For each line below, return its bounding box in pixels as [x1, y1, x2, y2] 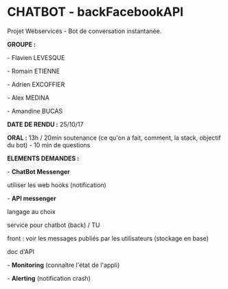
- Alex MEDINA [7, 94, 49, 102]
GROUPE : [7, 40, 36, 48]
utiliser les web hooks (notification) [7, 180, 106, 189]
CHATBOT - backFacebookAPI [7, 4, 184, 20]
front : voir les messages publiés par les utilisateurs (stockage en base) [7, 234, 209, 242]
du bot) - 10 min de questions [7, 140, 91, 149]
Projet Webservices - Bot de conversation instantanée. [7, 27, 162, 35]
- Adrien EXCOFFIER [7, 80, 65, 88]
